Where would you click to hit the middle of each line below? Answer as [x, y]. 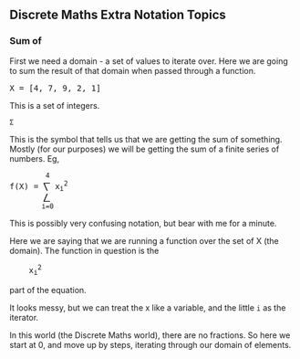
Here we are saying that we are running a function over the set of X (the [145, 241]
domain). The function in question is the [84, 251]
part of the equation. [48, 290]
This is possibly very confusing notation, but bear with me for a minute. [143, 224]
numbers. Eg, [35, 158]
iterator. [24, 317]
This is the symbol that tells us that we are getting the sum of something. [146, 139]
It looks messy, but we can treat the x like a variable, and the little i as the [148, 307]
